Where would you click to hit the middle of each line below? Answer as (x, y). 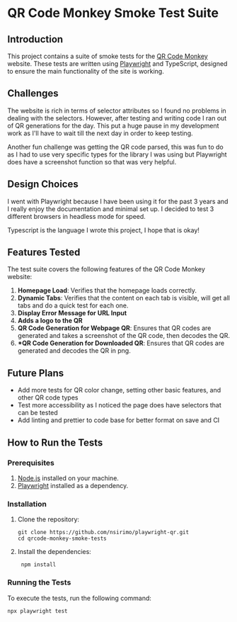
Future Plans (36, 373)
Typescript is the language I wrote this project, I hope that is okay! (104, 230)
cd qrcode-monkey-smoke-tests (62, 539)
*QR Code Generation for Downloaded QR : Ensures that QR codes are (121, 343)
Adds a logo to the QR (50, 321)
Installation (27, 504)
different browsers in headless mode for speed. (77, 216)
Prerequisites (31, 463)
